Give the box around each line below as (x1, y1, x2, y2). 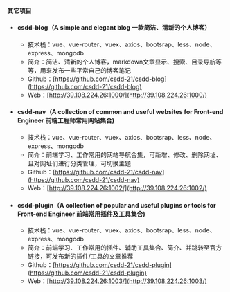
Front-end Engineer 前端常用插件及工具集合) (17, 210, 145, 218)
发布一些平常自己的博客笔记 (51, 66, 132, 74)
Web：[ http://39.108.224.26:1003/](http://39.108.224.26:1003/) (27, 277, 208, 285)
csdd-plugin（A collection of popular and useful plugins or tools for (17, 201, 216, 209)
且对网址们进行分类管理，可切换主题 (27, 159, 132, 167)
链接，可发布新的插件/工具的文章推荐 (27, 253, 134, 261)
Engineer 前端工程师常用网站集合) (17, 116, 115, 125)
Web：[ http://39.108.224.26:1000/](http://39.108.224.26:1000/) (27, 91, 208, 99)
